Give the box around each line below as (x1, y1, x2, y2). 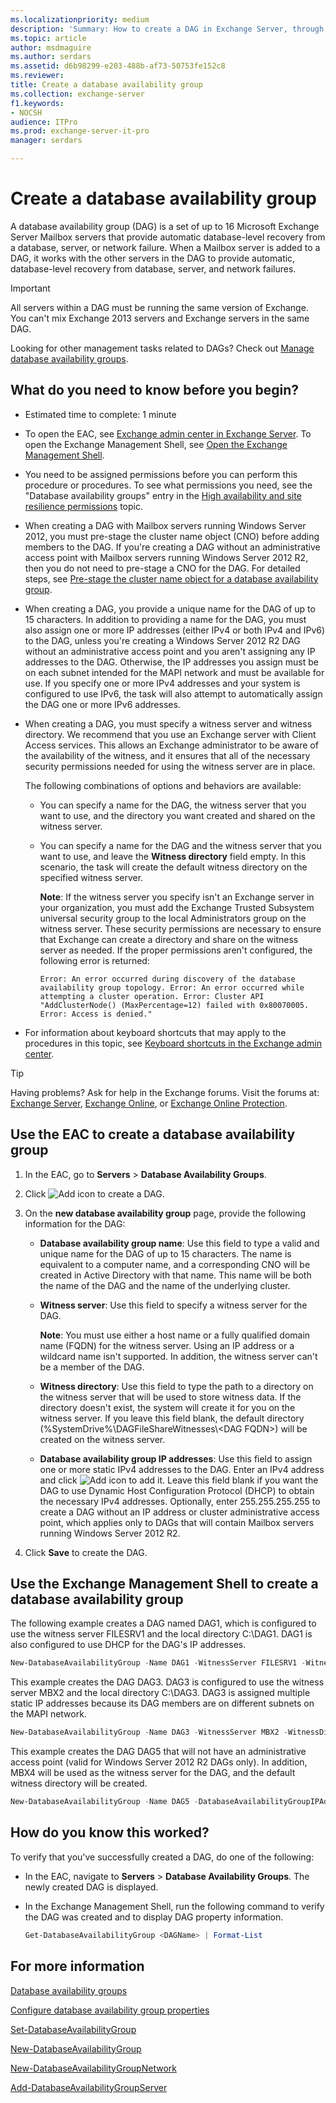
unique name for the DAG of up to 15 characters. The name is (39, 1247, 292, 1260)
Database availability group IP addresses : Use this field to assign (39, 1452, 313, 1465)
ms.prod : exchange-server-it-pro (10, 126, 150, 136)
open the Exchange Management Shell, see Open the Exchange (24, 438, 288, 450)
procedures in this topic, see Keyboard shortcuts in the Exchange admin (24, 1037, 322, 1049)
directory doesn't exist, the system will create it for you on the (39, 1401, 296, 1413)
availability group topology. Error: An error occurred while (39, 982, 305, 993)
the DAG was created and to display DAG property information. (24, 1911, 284, 1923)
